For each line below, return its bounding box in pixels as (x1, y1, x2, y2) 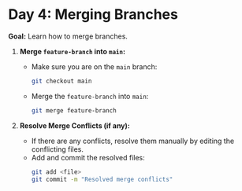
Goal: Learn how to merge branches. (8, 31, 128, 41)
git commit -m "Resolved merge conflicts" (31, 175, 173, 183)
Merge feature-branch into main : (19, 46, 126, 56)
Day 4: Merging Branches (8, 6, 179, 24)
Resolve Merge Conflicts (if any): (19, 120, 130, 130)
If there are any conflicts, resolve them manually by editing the (31, 136, 235, 145)
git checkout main (31, 77, 92, 85)
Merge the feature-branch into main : (31, 91, 149, 101)
